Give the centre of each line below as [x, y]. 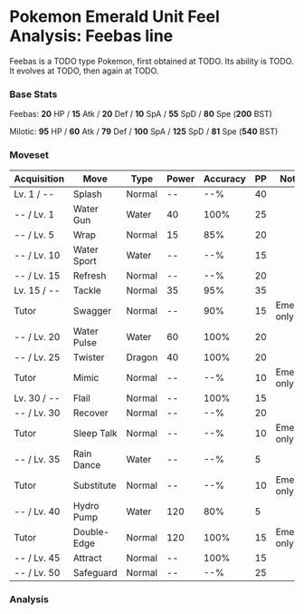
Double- [91, 531]
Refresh [90, 276]
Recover [90, 413]
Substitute [95, 485]
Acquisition [39, 179]
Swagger [92, 310]
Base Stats [33, 94]
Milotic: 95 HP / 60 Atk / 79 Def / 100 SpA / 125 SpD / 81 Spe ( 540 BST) [144, 132]
